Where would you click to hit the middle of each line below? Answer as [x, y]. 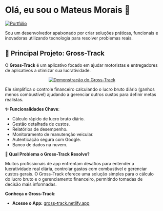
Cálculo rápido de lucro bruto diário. [48, 118]
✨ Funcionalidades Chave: [32, 109]
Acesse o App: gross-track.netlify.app [51, 203]
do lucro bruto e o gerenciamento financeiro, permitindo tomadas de [74, 179]
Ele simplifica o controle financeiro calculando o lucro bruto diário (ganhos [80, 89]
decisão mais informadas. [31, 184]
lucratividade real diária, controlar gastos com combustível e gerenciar [76, 169]
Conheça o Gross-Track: [31, 193]
